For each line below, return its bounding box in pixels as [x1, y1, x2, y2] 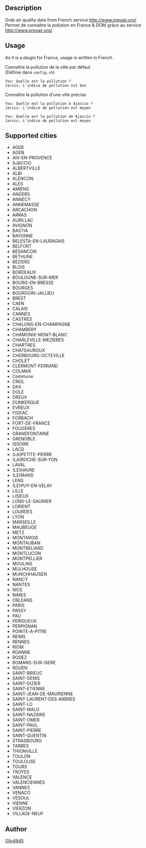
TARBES [12, 743, 29, 749]
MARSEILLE [12, 519, 36, 525]
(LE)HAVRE [12, 467, 35, 473]
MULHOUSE [12, 566, 37, 572]
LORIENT [12, 504, 31, 509]
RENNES [12, 639, 30, 645]
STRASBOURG [12, 738, 42, 744]
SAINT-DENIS [12, 676, 40, 681]
